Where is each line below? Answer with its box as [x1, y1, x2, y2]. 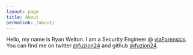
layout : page [6, 8, 39, 15]
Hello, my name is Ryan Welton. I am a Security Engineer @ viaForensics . [6, 36, 188, 43]
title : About [6, 14, 39, 20]
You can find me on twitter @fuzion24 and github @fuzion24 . [6, 42, 158, 49]
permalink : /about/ [6, 20, 55, 25]
